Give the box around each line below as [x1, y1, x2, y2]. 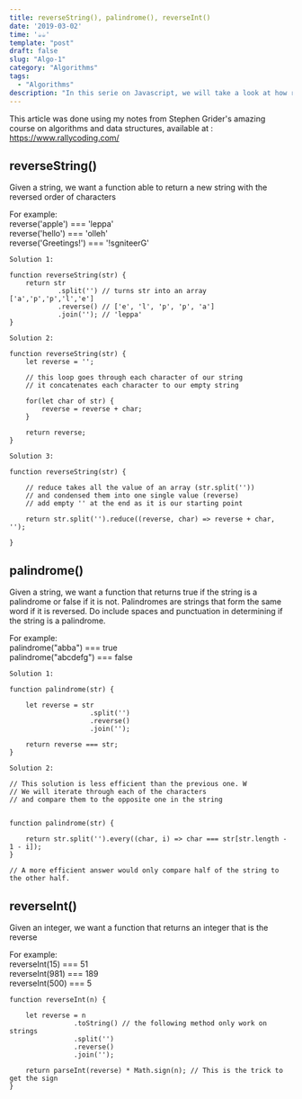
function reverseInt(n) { [9, 995, 106, 1004]
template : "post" [9, 38, 75, 48]
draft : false [9, 47, 58, 56]
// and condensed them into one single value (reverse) [25, 491, 240, 500]
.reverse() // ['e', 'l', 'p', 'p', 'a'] [57, 302, 216, 311]
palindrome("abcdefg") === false [9, 652, 133, 663]
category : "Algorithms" [9, 64, 99, 73]
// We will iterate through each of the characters [9, 788, 207, 797]
